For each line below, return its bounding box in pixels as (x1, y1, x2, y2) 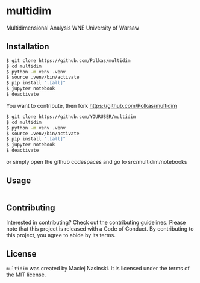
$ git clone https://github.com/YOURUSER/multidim (6, 113, 136, 120)
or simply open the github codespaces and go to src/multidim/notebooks (6, 158, 187, 165)
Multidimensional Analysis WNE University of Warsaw (6, 24, 140, 31)
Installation (6, 42, 49, 52)
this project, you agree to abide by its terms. (6, 231, 116, 238)
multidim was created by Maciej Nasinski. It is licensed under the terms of (6, 265, 190, 272)
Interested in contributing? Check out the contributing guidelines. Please (6, 219, 186, 226)
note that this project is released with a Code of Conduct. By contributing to (6, 225, 194, 232)
